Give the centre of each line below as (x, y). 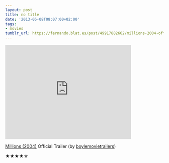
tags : (11, 24)
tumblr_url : (18, 33)
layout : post (19, 10)
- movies (14, 29)
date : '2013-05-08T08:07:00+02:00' (43, 19)
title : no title (22, 15)
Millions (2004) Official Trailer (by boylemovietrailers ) (61, 146)
